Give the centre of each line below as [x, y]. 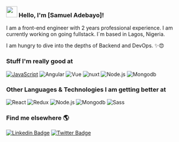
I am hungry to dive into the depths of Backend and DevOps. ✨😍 [85, 46]
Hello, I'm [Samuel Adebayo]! [61, 15]
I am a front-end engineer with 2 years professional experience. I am [89, 28]
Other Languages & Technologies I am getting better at [86, 90]
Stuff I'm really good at [40, 61]
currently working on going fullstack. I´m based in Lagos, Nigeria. [86, 34]
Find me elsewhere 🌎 [38, 118]
